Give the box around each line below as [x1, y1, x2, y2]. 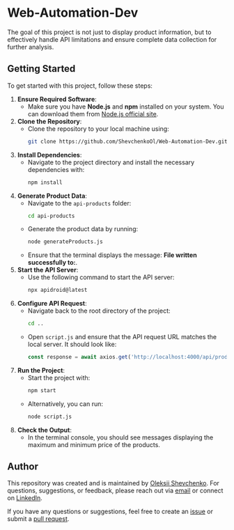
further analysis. [7, 42, 54, 51]
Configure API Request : [17, 299, 87, 308]
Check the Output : [17, 426, 72, 434]
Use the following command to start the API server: [27, 273, 175, 281]
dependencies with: [27, 165, 85, 173]
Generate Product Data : [17, 192, 87, 200]
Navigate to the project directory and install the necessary [27, 158, 195, 166]
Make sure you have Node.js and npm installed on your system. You [27, 102, 224, 111]
